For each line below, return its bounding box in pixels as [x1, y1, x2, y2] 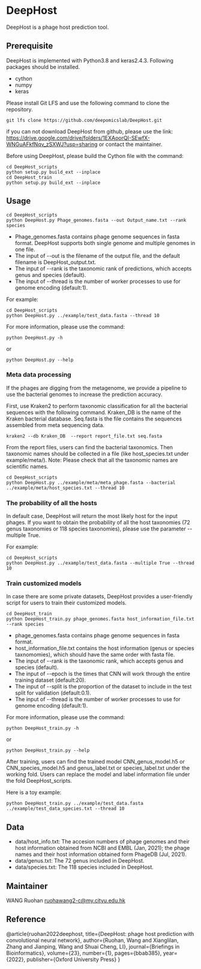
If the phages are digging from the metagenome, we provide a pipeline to [6, 384, 187, 391]
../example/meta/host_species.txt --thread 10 [6, 485, 125, 491]
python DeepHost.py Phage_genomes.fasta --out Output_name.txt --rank [6, 217, 187, 223]
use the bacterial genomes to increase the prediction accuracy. [6, 390, 163, 398]
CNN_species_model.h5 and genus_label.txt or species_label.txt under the [6, 764, 190, 772]
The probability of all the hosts [6, 499, 97, 507]
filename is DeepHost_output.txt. [14, 258, 97, 266]
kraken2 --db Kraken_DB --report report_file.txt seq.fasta [6, 433, 163, 439]
